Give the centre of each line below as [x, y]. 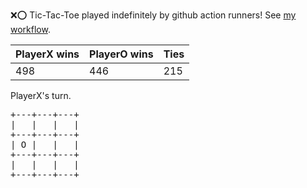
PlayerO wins [121, 54]
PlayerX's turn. [41, 95]
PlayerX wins [47, 54]
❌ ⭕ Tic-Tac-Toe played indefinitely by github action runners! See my [153, 15]
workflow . [30, 29]
